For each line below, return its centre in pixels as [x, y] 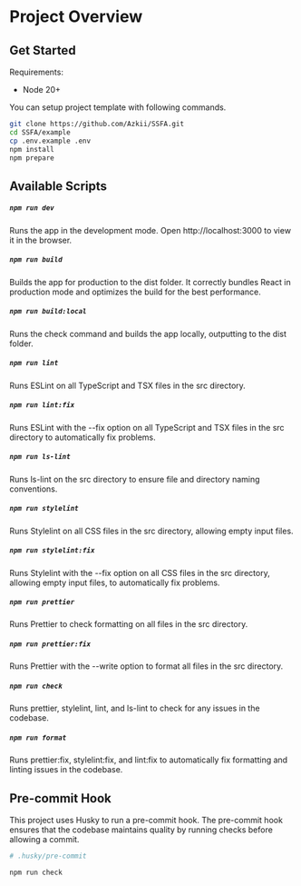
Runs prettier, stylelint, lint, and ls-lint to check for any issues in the [135, 708]
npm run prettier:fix [50, 644]
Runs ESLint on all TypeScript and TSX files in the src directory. [128, 385]
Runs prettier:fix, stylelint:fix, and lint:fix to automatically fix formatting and [149, 760]
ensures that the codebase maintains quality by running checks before [141, 830]
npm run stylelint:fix [52, 551]
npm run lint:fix [42, 405]
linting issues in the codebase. [66, 770]
